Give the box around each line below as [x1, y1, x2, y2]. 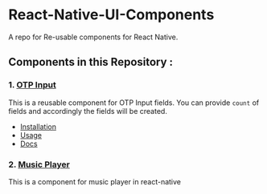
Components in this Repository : [8, 55, 174, 69]
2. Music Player [8, 159, 70, 170]
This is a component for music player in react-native [8, 176, 182, 186]
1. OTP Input [8, 79, 56, 91]
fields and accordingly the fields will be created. [8, 106, 167, 115]
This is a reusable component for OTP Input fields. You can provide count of [8, 98, 260, 107]
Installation [19, 122, 57, 131]
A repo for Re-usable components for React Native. [8, 32, 179, 42]
